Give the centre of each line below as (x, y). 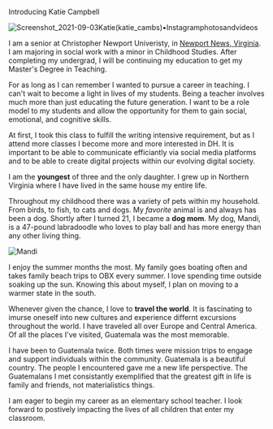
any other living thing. (45, 236)
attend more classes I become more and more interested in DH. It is (121, 144)
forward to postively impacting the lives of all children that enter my (121, 409)
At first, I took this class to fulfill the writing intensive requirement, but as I (131, 135)
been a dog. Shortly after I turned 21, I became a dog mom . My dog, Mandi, (135, 218)
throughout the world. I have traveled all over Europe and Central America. (133, 326)
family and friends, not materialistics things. (82, 385)
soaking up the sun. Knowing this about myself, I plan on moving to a (123, 284)
